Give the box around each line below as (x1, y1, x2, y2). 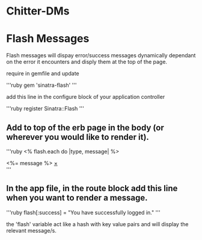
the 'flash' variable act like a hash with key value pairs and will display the (6, 220, 189, 227)
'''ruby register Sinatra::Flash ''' (6, 105, 84, 112)
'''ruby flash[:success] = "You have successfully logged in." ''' (6, 209, 161, 216)
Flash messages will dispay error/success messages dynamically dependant (6, 52, 196, 59)
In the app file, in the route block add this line (6, 183, 178, 194)
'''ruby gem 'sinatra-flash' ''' (6, 81, 77, 89)
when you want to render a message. (6, 193, 148, 203)
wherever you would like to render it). (6, 131, 149, 142)
